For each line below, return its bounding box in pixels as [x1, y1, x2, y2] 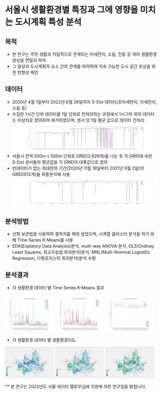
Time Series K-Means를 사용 [17, 237, 74, 243]
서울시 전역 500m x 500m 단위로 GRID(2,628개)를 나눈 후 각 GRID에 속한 [12, 153, 153, 159]
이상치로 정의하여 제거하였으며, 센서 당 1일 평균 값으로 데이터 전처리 [17, 117, 145, 123]
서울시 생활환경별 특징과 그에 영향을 [5, 4, 138, 16]
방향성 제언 [17, 70, 38, 75]
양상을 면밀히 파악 [12, 57, 46, 63]
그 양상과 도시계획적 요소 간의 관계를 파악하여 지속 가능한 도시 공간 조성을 [12, 64, 151, 69]
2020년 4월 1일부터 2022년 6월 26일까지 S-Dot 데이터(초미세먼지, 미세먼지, [12, 99, 157, 105]
